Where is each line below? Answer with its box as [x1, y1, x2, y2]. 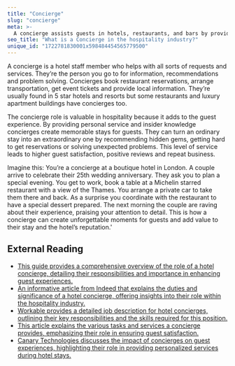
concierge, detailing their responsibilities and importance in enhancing [17, 269, 220, 277]
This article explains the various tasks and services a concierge [17, 321, 201, 330]
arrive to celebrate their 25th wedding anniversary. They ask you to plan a [7, 171, 220, 179]
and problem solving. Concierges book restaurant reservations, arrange [7, 77, 214, 85]
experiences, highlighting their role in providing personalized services [17, 344, 219, 352]
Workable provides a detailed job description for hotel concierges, [17, 306, 208, 315]
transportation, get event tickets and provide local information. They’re [7, 85, 211, 92]
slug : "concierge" [7, 17, 61, 24]
